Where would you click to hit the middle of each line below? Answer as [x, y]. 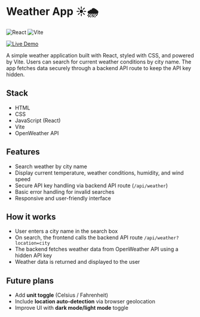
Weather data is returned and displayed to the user [77, 262]
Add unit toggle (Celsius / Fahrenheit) [61, 295]
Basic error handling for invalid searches [64, 191]
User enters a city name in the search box [66, 231]
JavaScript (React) [38, 120]
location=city [32, 243]
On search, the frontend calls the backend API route [79, 237]
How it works [31, 217]
